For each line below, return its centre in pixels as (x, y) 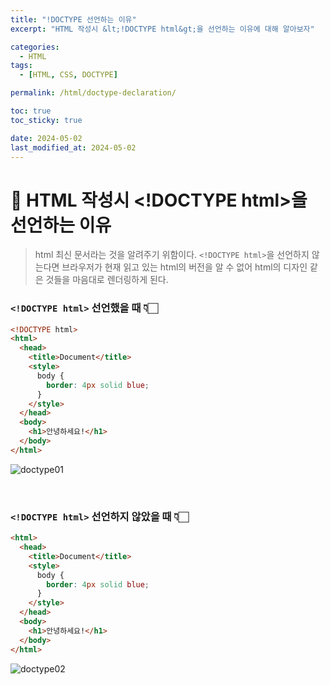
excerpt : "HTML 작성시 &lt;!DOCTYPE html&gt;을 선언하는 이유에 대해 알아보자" (162, 29)
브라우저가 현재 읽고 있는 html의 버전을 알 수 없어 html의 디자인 (184, 267)
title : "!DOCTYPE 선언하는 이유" (73, 19)
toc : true (31, 111)
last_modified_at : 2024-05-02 (73, 147)
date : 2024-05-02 (46, 138)
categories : (35, 47)
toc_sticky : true (46, 120)
